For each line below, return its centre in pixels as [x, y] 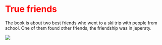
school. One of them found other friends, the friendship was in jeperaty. [79, 28]
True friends [31, 9]
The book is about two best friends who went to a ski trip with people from [81, 23]
